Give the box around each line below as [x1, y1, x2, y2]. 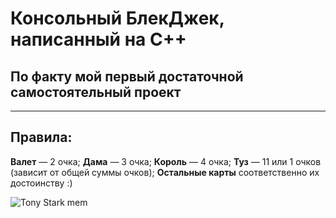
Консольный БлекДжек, [10, 7, 225, 30]
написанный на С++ [10, 28, 187, 51]
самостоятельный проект [10, 83, 182, 101]
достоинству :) [10, 177, 73, 189]
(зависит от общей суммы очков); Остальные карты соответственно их [10, 166, 320, 178]
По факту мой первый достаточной [10, 68, 244, 85]
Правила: [10, 129, 73, 146]
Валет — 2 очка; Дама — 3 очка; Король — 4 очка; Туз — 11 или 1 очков [10, 155, 322, 167]
